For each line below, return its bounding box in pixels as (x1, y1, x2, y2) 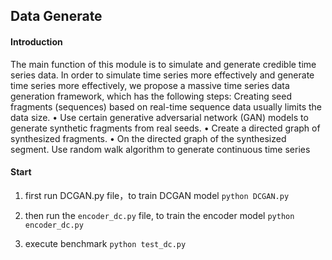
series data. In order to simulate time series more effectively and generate (10, 69, 315, 81)
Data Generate (10, 8, 103, 25)
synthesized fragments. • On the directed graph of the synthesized (10, 132, 287, 144)
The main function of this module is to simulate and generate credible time (10, 58, 317, 70)
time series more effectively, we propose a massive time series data (10, 79, 290, 91)
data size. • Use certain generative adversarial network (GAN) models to (10, 111, 309, 123)
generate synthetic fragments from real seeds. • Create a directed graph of (10, 122, 321, 134)
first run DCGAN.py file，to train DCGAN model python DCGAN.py (24, 189, 290, 201)
